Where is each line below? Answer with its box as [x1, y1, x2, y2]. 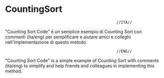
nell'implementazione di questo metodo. [5, 39, 87, 45]
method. [5, 68, 22, 74]
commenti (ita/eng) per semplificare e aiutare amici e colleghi [5, 34, 131, 40]
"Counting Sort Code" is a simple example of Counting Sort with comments [5, 57, 159, 63]
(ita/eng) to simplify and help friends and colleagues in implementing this [5, 63, 155, 69]
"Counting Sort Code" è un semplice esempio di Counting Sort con [5, 28, 142, 34]
